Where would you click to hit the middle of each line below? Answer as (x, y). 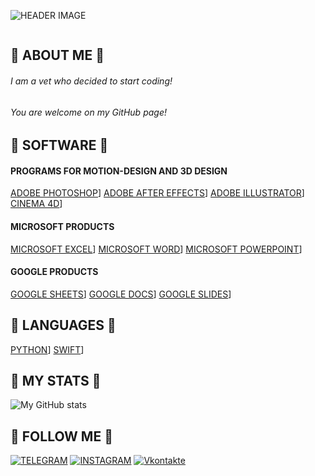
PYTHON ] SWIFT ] (47, 349)
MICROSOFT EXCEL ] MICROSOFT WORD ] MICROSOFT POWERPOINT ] (156, 249)
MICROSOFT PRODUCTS (62, 226)
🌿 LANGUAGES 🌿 (63, 325)
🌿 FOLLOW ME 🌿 (61, 436)
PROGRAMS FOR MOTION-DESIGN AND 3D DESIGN (119, 171)
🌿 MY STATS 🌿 (56, 381)
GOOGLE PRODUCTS (54, 272)
